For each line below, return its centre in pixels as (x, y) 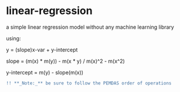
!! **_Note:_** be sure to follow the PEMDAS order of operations (89, 83)
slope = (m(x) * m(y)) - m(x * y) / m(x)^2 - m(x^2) (65, 61)
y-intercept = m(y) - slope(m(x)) (45, 72)
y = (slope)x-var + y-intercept (42, 50)
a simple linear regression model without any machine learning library (90, 27)
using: (13, 38)
